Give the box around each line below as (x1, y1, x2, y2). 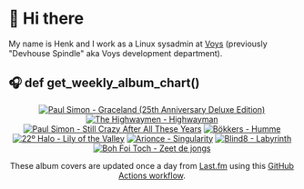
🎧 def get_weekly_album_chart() (8, 75, 200, 91)
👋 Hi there (8, 8, 84, 29)
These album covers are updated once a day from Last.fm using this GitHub (9, 160, 295, 171)
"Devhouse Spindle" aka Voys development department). (8, 47, 223, 58)
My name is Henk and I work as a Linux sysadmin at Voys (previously (8, 38, 268, 49)
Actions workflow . (118, 170, 186, 181)
